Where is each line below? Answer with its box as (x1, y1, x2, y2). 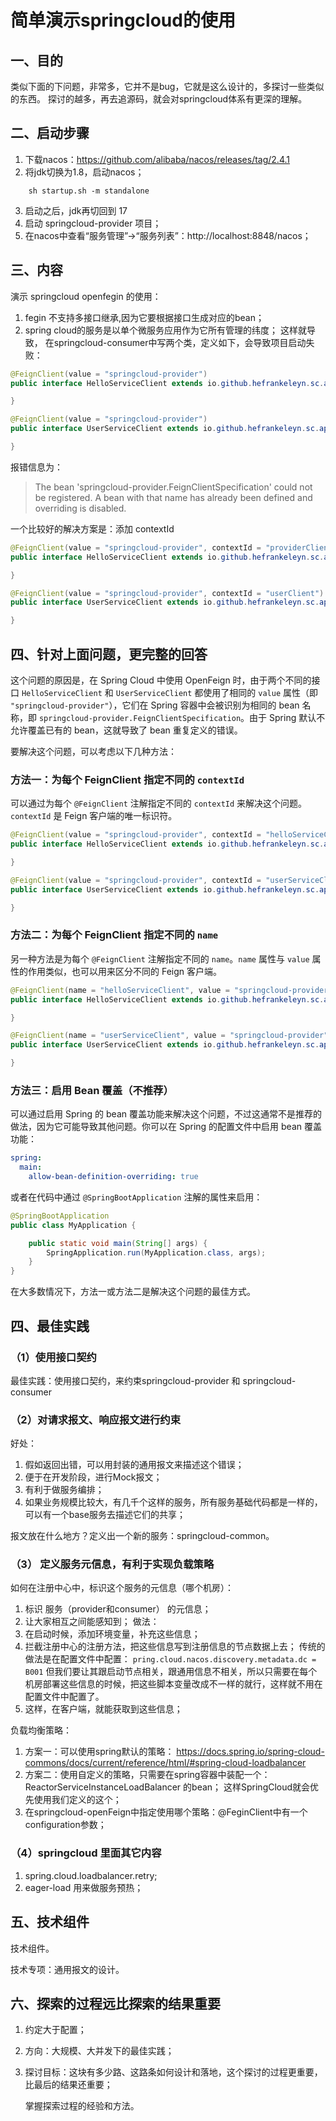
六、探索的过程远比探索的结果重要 (10, 1995, 221, 2012)
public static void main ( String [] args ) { (28, 1238, 208, 1248)
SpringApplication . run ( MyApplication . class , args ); (46, 1247, 267, 1258)
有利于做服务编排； (24, 1484, 105, 1496)
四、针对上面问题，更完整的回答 (10, 646, 208, 663)
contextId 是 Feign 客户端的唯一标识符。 (10, 810, 178, 822)
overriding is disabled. (34, 502, 127, 514)
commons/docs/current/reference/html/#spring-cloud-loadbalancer (24, 1757, 307, 1769)
